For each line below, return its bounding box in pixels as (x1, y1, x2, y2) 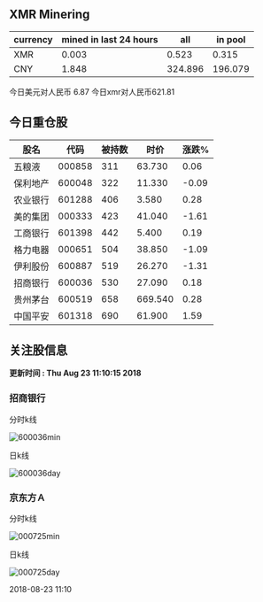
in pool (216, 33, 246, 45)
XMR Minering (9, 7, 90, 22)
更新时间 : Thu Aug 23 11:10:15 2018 (9, 367, 142, 379)
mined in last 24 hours (61, 33, 159, 45)
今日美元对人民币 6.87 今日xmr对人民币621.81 (9, 86, 175, 96)
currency (13, 33, 53, 45)
